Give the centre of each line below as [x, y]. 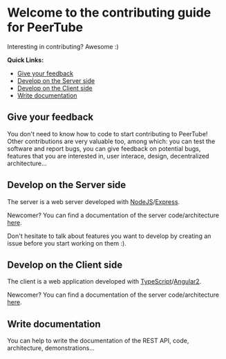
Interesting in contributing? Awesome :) [63, 46]
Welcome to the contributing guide [109, 13]
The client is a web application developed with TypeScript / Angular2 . [104, 282]
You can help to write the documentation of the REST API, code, [98, 341]
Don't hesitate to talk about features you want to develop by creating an [109, 236]
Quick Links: [26, 59]
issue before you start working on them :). [67, 243]
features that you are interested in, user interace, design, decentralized [108, 156]
